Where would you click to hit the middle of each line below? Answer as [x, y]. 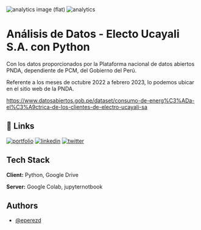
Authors [22, 205]
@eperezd [28, 220]
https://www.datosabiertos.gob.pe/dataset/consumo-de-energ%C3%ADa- [100, 100]
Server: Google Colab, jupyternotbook [55, 187]
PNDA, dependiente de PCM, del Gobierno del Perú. [72, 70]
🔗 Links [20, 126]
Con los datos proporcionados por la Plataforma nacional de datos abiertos [100, 63]
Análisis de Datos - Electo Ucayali [93, 34]
